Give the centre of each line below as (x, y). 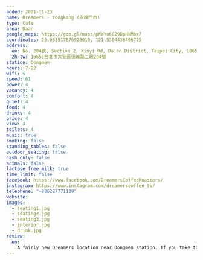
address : (17, 46)
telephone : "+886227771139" (42, 191)
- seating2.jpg (31, 214)
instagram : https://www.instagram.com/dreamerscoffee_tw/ (81, 186)
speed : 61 (19, 79)
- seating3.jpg (31, 220)
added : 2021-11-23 (29, 12)
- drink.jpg (27, 230)
